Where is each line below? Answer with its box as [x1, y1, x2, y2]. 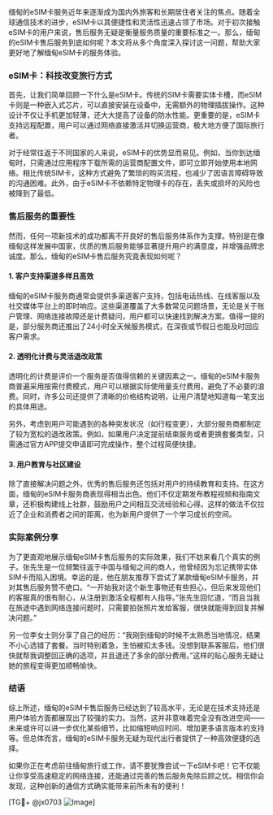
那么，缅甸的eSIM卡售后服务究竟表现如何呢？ [29, 251, 183, 261]
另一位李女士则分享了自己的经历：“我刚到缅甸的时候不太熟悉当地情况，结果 [8, 630, 262, 639]
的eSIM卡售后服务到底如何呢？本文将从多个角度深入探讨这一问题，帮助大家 [8, 37, 261, 47]
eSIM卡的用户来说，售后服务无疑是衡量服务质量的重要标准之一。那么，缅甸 [8, 28, 261, 37]
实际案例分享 [8, 531, 59, 543]
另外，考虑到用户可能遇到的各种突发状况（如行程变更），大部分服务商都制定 [8, 419, 262, 428]
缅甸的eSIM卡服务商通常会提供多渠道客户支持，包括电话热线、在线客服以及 [8, 291, 261, 301]
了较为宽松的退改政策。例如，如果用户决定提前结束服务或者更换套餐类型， [8, 429, 258, 439]
